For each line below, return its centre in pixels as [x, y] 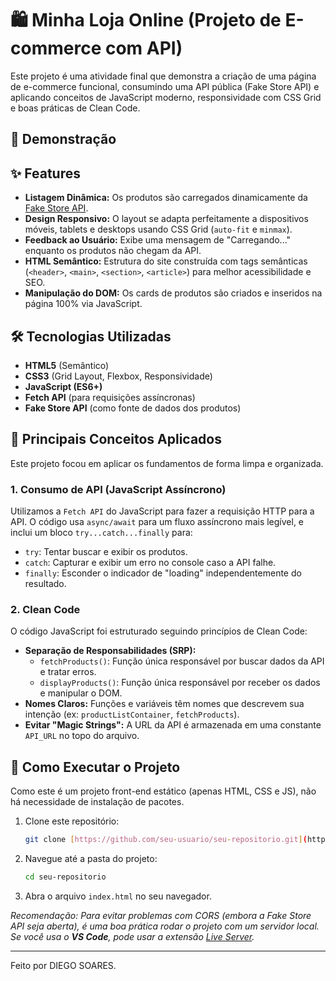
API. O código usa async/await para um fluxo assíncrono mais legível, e [157, 522]
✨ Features [45, 173]
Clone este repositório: [72, 821]
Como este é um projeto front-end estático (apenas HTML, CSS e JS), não [163, 791]
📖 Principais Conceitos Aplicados [116, 439]
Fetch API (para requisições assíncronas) [110, 397]
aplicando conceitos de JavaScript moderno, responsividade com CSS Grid [166, 97]
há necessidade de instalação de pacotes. [97, 802]
